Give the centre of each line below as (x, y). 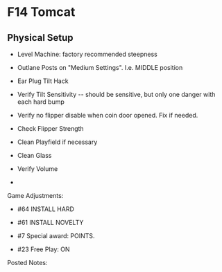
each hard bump (41, 102)
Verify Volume (37, 169)
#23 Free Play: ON (44, 249)
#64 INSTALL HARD (46, 209)
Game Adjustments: (35, 196)
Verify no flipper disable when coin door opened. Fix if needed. (108, 115)
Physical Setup (41, 38)
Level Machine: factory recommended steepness (87, 54)
